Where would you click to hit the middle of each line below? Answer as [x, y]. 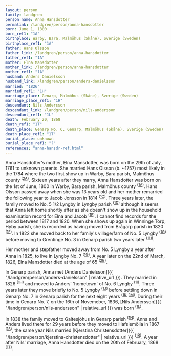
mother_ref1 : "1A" [25, 72]
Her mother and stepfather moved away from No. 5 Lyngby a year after [80, 249]
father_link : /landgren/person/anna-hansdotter [57, 53]
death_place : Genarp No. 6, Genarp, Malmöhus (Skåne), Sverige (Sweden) [84, 129]
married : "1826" [23, 86]
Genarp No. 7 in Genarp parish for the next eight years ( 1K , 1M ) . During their [84, 296]
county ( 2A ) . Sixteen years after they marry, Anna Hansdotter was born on [83, 180]
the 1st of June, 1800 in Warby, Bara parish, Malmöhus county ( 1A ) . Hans [81, 186]
